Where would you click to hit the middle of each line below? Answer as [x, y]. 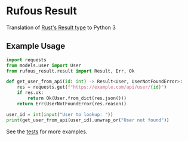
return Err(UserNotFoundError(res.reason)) [72, 104]
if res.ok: [30, 93]
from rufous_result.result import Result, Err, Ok [70, 71]
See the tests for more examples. [47, 131]
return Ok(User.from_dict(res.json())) [77, 98]
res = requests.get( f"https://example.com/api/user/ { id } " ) [92, 87]
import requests [26, 60]
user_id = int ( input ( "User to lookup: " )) [60, 114]
